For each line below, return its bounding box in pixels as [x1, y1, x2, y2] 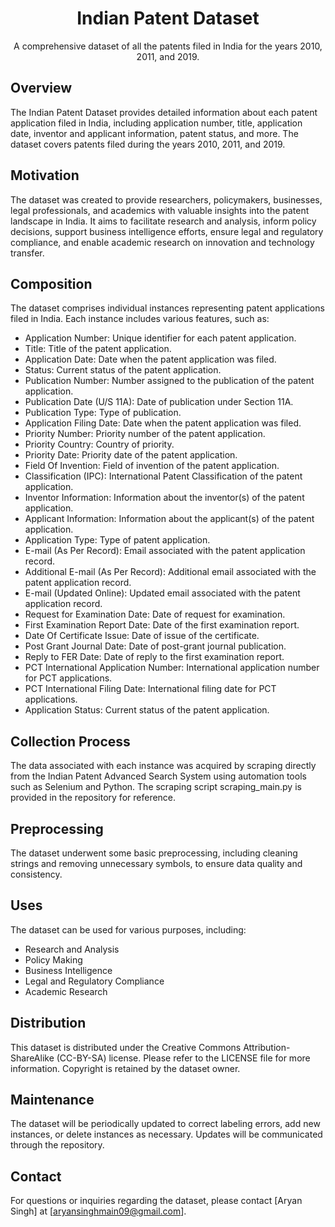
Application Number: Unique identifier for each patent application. [24, 332, 297, 344]
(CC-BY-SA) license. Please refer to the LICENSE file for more [56, 1052, 311, 1064]
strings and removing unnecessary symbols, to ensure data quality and [10, 858, 303, 869]
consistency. [10, 868, 63, 880]
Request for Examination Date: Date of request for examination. [24, 608, 286, 621]
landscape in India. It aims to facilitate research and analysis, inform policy [10, 215, 317, 227]
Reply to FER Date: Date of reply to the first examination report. [24, 651, 285, 663]
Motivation [10, 167, 80, 184]
